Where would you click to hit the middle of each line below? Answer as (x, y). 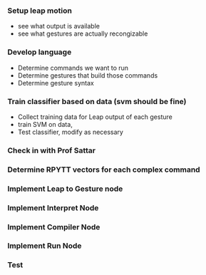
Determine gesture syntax (56, 83)
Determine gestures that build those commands (88, 75)
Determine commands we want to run (73, 68)
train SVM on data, (45, 124)
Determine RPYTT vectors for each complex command (104, 170)
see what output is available (58, 26)
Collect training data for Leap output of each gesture (95, 117)
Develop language (40, 52)
